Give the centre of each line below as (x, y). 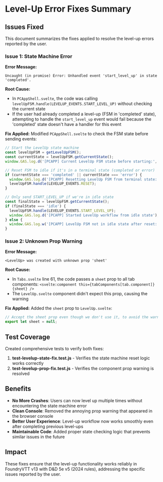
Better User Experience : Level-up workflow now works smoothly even (83, 421)
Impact (16, 452)
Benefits (18, 389)
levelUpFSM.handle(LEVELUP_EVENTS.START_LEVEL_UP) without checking (82, 104)
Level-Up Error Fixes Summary (68, 9)
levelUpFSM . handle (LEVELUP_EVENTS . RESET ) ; (53, 184)
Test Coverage (28, 337)
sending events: (21, 139)
